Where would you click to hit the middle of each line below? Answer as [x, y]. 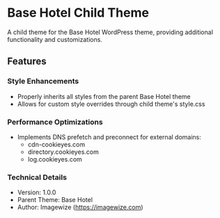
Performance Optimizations [55, 122]
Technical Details [37, 177]
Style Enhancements [43, 81]
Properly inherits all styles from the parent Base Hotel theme [104, 96]
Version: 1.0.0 [37, 192]
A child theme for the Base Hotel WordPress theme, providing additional [110, 32]
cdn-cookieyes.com [56, 144]
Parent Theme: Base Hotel [55, 200]
